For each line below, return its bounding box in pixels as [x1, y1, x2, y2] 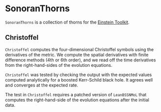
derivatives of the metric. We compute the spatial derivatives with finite [5, 52, 149, 57]
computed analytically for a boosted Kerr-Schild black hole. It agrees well [5, 77, 153, 83]
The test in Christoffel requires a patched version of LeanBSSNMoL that [5, 91, 147, 97]
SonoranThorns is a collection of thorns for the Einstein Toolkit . [5, 19, 130, 25]
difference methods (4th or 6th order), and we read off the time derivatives [5, 57, 156, 63]
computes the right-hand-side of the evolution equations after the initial [5, 97, 149, 103]
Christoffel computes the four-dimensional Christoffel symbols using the [5, 46, 154, 52]
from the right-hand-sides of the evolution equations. [5, 62, 113, 68]
